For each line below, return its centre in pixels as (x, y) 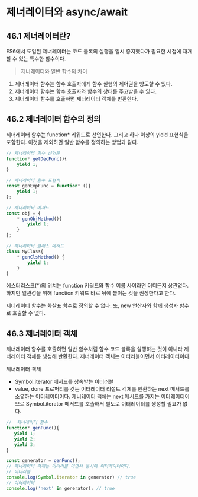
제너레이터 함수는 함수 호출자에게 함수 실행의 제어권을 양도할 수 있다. (93, 84)
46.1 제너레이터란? (38, 36)
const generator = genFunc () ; (43, 461)
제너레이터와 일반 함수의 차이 (54, 71)
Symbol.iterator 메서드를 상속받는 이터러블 (64, 382)
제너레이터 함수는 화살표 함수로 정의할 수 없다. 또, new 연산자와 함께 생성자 (92, 305)
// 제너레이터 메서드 (28, 208)
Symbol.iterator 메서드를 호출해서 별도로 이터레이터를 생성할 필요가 (104, 404)
